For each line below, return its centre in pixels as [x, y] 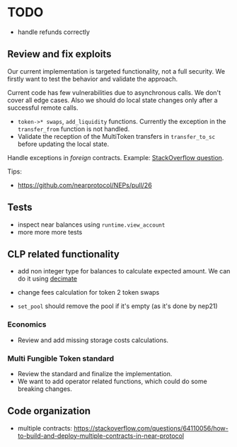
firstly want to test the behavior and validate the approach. [93, 79]
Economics [27, 324]
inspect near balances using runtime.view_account [91, 225]
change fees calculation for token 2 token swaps [88, 293]
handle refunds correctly [54, 32]
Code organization [49, 411]
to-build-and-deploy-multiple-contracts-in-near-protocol [101, 436]
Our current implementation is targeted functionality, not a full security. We [116, 71]
